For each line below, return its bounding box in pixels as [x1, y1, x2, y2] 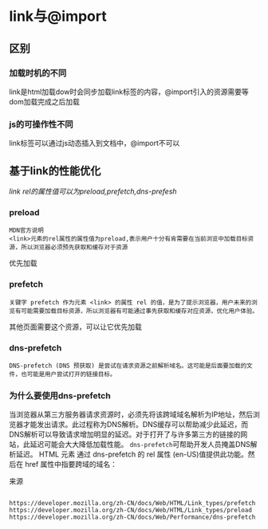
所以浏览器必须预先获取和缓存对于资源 [20, 244, 128, 252]
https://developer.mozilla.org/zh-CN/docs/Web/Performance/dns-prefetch [9, 513, 256, 522]
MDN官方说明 [9, 226, 45, 235]
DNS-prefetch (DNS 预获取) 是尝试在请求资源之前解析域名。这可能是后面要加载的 [9, 362, 247, 370]
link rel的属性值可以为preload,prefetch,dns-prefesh [9, 186, 178, 196]
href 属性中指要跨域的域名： [24, 460, 118, 469]
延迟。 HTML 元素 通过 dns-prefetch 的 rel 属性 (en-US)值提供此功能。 [15, 449, 248, 459]
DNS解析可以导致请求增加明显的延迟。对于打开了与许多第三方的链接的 [9, 429, 241, 439]
